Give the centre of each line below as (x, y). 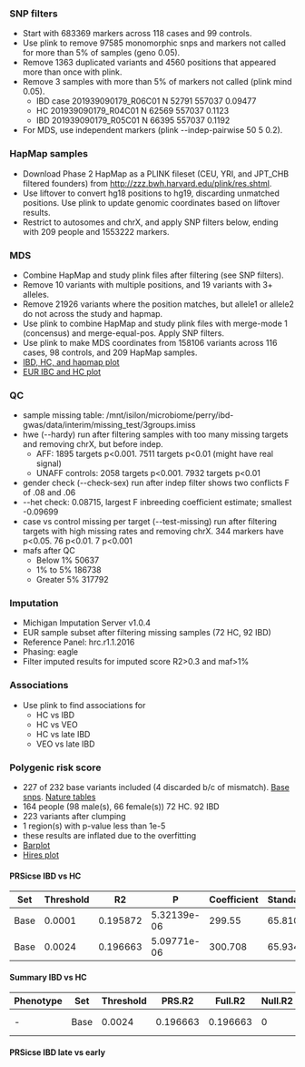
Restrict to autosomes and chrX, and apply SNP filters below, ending (150, 222)
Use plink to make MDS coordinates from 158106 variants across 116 (150, 342)
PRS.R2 (177, 1001)
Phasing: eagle (50, 652)
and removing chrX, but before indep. (93, 444)
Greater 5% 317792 (72, 580)
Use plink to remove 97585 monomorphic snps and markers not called (154, 43)
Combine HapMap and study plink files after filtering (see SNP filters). (153, 275)
